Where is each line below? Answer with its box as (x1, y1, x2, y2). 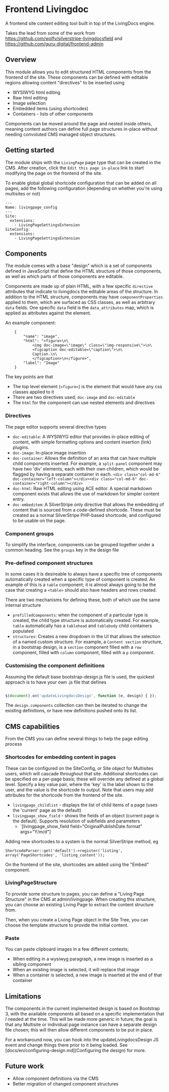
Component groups (5, 530, 54, 537)
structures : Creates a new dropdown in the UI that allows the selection (12, 634, 160, 640)
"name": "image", (23, 334, 60, 339)
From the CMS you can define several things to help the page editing (5, 736, 148, 742)
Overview (5, 56, 37, 64)
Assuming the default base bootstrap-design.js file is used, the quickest (5, 673, 155, 680)
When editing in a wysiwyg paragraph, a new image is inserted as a (12, 956, 153, 962)
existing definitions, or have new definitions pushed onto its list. (5, 708, 138, 714)
